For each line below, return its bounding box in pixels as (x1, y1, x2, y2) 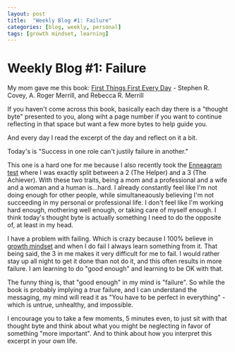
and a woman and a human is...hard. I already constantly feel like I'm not (7, 183, 217, 192)
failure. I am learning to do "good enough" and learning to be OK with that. (7, 265, 224, 273)
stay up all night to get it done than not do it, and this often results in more (7, 257, 222, 265)
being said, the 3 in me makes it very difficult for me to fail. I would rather (7, 250, 220, 258)
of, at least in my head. (7, 221, 74, 229)
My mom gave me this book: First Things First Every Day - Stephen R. (7, 84, 210, 92)
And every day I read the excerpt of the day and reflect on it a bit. (7, 133, 198, 142)
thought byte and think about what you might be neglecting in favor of (7, 322, 211, 330)
